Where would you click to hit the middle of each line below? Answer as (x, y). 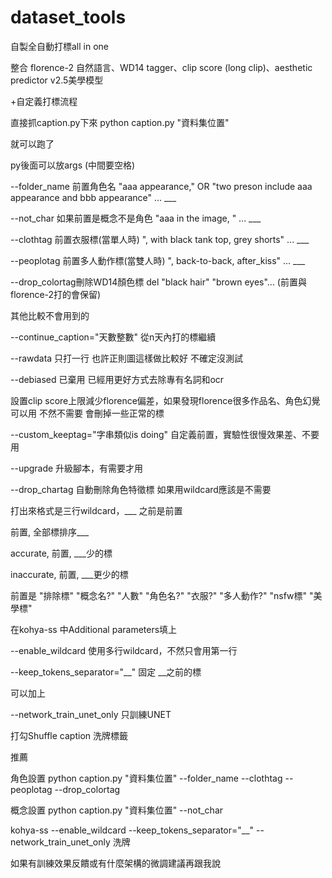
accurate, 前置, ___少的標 (61, 553)
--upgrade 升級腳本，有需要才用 (77, 468)
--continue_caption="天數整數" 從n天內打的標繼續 (113, 337)
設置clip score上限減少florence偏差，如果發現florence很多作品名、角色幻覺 (165, 400)
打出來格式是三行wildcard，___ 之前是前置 (96, 510)
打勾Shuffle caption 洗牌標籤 (69, 735)
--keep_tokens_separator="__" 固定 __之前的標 (106, 672)
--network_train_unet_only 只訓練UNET (91, 714)
